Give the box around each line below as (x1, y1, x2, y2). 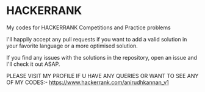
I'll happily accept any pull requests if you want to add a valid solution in (6, 35, 187, 43)
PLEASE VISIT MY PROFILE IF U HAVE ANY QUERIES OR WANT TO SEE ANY (6, 72, 199, 79)
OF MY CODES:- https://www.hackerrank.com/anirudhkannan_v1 (6, 79, 169, 86)
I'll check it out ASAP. (6, 60, 60, 68)
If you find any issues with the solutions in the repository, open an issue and (6, 54, 197, 61)
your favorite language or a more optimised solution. (6, 42, 138, 49)
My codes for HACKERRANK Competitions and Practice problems (6, 24, 171, 31)
